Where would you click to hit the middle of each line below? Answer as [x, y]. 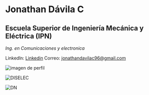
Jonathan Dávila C [44, 9]
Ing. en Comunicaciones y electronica [45, 48]
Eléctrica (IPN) [29, 36]
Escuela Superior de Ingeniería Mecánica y [74, 28]
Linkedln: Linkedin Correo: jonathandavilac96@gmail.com [66, 58]
